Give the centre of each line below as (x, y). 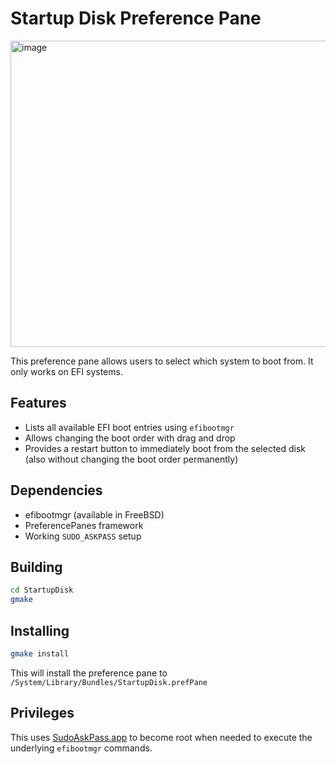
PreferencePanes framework (84, 525)
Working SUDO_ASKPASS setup (83, 536)
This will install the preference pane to (89, 673)
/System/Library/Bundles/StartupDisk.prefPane (109, 682)
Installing (40, 630)
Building (36, 567)
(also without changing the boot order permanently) (131, 459)
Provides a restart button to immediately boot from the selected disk (165, 448)
